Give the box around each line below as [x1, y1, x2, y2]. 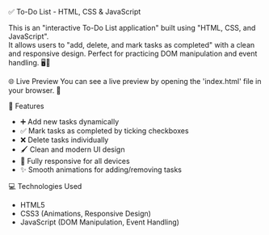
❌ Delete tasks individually [19, 135, 109, 145]
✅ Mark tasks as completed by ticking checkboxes [19, 126, 189, 136]
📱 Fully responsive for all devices [19, 157, 131, 166]
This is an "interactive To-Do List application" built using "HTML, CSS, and [8, 23, 256, 32]
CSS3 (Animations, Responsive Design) [19, 209, 152, 218]
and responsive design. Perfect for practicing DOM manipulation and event [8, 48, 258, 58]
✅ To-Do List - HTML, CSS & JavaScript [8, 7, 141, 16]
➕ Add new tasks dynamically [19, 117, 120, 126]
